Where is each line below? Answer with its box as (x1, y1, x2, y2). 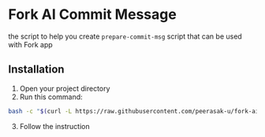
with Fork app (8, 39, 53, 49)
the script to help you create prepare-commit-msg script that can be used (8, 31, 242, 41)
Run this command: (19, 92, 83, 102)
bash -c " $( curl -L (8, 107, 73, 115)
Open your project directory (19, 83, 110, 93)
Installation (8, 63, 65, 76)
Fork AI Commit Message (8, 6, 177, 24)
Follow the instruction (19, 121, 90, 131)
